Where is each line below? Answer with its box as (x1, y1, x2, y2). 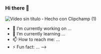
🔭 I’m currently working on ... (12, 25, 72, 31)
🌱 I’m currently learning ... (12, 31, 66, 37)
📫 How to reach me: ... (12, 36, 60, 42)
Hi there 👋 (5, 4, 30, 11)
